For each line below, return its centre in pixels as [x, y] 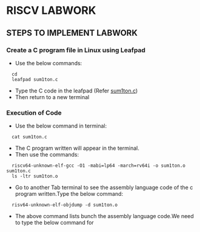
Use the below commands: [48, 63]
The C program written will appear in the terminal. [77, 148]
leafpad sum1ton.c [35, 79]
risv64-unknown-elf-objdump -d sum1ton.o [65, 205]
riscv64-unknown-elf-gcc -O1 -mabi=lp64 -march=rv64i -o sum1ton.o [99, 166]
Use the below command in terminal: [61, 126]
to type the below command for [54, 223]
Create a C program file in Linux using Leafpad [76, 50]
